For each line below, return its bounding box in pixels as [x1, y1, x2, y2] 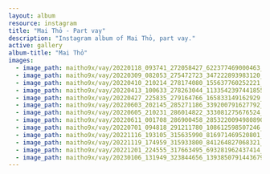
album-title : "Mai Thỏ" [8, 49, 88, 57]
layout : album [8, 11, 56, 20]
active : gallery [8, 42, 63, 50]
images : [8, 57, 35, 65]
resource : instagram [8, 19, 78, 27]
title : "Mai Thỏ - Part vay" [8, 26, 106, 34]
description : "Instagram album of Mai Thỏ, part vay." [8, 34, 196, 42]
